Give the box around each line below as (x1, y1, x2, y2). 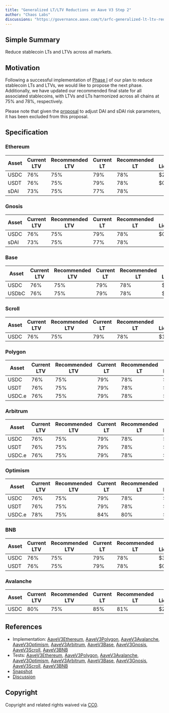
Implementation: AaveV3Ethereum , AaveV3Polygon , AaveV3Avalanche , (12, 636, 160, 642)
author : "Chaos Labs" (5, 12, 51, 17)
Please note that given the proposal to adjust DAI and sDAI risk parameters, (5, 108, 161, 114)
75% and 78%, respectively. (5, 98, 64, 104)
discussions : (5, 17, 33, 22)
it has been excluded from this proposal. (5, 114, 89, 119)
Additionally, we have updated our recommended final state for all (5, 88, 142, 93)
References (5, 623, 42, 631)
